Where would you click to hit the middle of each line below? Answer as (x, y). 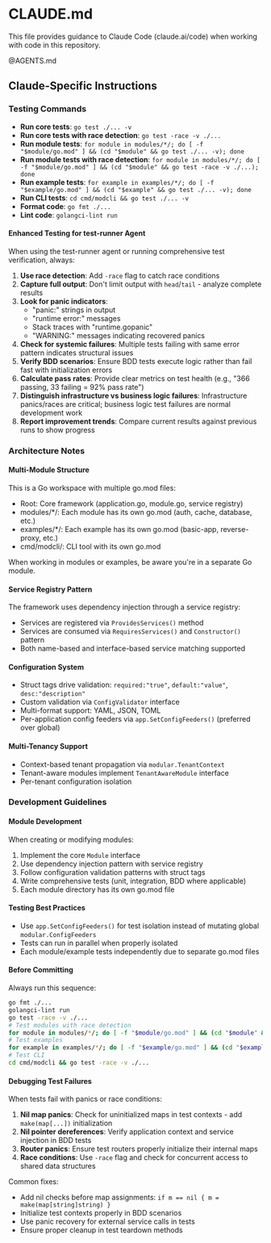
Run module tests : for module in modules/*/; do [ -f (112, 144)
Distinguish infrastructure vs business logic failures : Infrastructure (133, 395)
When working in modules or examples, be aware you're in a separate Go (130, 562)
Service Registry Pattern (50, 589)
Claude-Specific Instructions (83, 86)
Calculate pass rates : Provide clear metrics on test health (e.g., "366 (135, 378)
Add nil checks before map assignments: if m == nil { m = (119, 1197)
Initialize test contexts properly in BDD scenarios (101, 1213)
